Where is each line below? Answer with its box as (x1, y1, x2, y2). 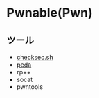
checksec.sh (16, 54, 53, 61)
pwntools (16, 83, 43, 91)
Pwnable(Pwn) (6, 5, 93, 21)
